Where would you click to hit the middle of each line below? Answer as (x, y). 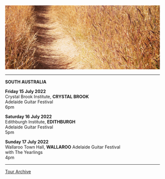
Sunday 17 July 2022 (27, 142)
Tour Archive (18, 172)
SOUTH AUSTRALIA (26, 82)
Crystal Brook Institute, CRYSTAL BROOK (47, 97)
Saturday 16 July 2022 (28, 117)
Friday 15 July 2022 (26, 91)
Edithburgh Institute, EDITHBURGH (40, 122)
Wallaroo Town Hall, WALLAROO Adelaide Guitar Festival (63, 147)
